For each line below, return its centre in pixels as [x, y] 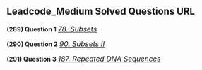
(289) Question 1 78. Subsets [52, 29]
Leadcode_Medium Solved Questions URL [101, 12]
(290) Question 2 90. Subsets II [56, 43]
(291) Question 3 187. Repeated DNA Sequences [84, 59]
